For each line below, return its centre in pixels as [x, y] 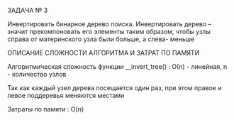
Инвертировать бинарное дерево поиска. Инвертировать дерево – [109, 24]
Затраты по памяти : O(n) [46, 109]
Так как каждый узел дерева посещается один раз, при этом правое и [115, 88]
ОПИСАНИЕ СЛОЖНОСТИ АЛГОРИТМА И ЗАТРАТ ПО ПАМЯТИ [104, 53]
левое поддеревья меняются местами [66, 96]
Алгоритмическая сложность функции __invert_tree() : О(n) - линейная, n [117, 66]
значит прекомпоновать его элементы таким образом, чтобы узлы [109, 32]
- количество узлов [37, 74]
